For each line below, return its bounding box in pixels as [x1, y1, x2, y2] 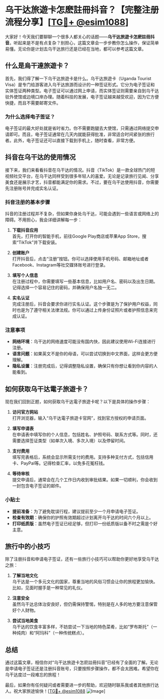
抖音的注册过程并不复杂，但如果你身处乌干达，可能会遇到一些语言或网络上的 [5, 211, 159, 217]
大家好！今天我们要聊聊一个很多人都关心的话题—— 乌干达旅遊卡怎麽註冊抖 [5, 34, 155, 40]
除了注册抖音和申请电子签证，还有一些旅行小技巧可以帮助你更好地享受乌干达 [5, 556, 159, 562]
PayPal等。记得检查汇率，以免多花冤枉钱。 [20, 460, 107, 466]
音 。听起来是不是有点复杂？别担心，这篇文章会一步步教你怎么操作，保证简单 [5, 40, 159, 45]
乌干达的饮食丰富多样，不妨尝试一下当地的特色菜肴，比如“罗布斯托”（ [12, 624, 153, 630]
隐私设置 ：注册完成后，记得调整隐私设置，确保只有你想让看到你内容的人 [12, 363, 158, 369]
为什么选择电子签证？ [5, 113, 55, 120]
